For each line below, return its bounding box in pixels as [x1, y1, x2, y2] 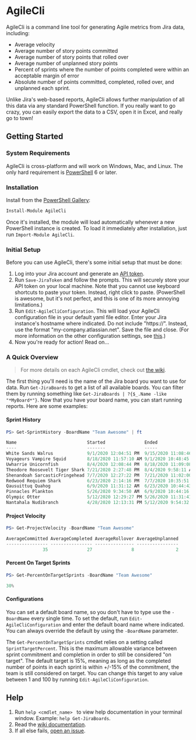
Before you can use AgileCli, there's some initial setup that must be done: [6, 259, 183, 266]
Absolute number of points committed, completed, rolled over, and [14, 78, 174, 85]
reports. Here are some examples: [6, 403, 88, 410]
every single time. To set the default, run [31, 615, 128, 622]
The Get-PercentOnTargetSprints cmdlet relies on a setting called [6, 638, 163, 645]
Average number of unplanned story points [14, 60, 118, 67]
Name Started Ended [6, 440, 158, 446]
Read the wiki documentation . [14, 721, 86, 728]
